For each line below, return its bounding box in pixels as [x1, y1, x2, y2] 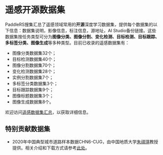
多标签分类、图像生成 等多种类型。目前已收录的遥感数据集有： [5, 39, 130, 45]
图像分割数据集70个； [12, 62, 56, 68]
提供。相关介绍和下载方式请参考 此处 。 [12, 145, 90, 151]
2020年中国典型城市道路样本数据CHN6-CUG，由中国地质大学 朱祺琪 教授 [12, 138, 158, 144]
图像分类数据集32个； [12, 50, 56, 56]
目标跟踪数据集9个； [12, 86, 54, 93]
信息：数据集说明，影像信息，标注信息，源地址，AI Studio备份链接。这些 [9, 27, 157, 33]
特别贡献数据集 [5, 125, 50, 133]
